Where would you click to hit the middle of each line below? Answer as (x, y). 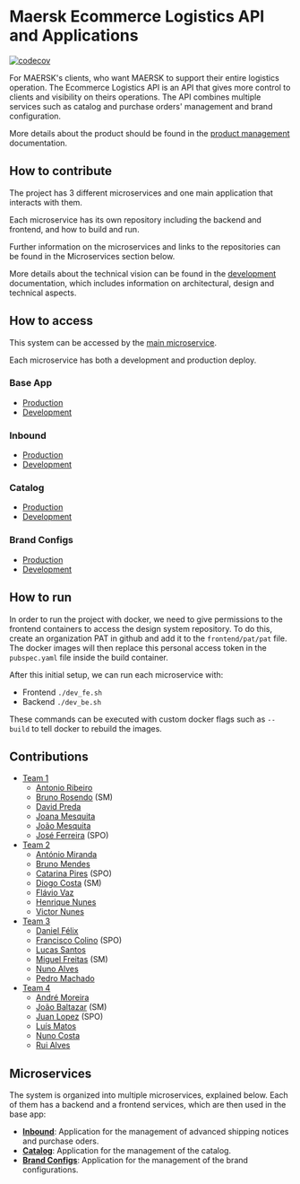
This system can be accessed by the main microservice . (113, 342)
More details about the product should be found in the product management (150, 133)
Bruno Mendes (63, 864)
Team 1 (35, 778)
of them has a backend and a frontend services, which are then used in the (148, 1105)
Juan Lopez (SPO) (69, 1017)
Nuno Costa (58, 1036)
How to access (51, 321)
